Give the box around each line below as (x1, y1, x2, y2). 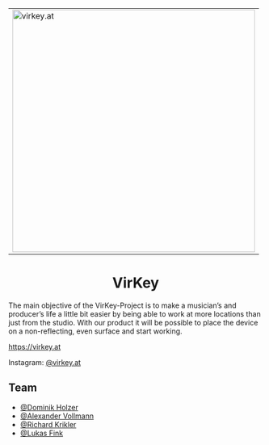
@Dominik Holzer (19, 402, 78, 412)
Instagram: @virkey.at (8, 357, 82, 367)
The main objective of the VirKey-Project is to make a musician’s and (8, 300, 237, 310)
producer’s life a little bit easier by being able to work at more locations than (8, 309, 261, 318)
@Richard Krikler (19, 419, 77, 429)
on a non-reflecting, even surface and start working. (8, 326, 183, 336)
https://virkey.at (8, 342, 61, 351)
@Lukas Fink (19, 428, 63, 438)
